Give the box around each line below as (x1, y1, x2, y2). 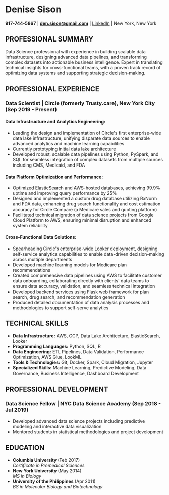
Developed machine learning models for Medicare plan (12, 262, 127, 268)
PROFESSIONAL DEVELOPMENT (5, 385, 108, 393)
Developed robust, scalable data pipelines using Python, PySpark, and (12, 151, 159, 157)
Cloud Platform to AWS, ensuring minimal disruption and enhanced (12, 217, 152, 223)
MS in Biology (12, 473, 42, 479)
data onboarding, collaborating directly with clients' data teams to (12, 277, 149, 284)
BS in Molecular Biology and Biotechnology (12, 483, 103, 489)
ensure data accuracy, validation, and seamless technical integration (12, 283, 155, 289)
